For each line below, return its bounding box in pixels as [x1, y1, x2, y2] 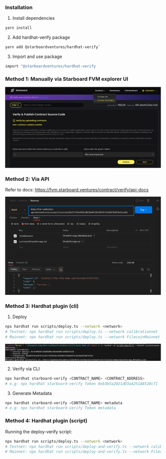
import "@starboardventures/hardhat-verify [5, 64, 96, 69]
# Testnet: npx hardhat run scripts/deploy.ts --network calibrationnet [5, 329, 158, 334]
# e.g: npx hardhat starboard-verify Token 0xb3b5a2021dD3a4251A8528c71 [5, 381, 158, 386]
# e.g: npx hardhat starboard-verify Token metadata [5, 405, 116, 410]
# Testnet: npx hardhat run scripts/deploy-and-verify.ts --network [5, 444, 149, 449]
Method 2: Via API [5, 175, 49, 182]
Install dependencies [12, 15, 55, 21]
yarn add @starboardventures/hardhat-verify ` [5, 45, 100, 50]
